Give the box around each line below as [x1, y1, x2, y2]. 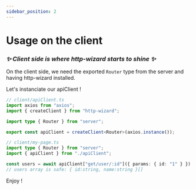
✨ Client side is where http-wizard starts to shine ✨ [6, 55, 156, 63]
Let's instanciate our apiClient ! [6, 86, 81, 93]
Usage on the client [6, 33, 103, 47]
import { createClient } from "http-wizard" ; [6, 108, 119, 114]
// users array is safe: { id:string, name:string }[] [6, 167, 144, 172]
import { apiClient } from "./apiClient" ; [6, 151, 112, 157]
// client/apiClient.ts [6, 97, 65, 103]
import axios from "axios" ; [6, 102, 75, 108]
